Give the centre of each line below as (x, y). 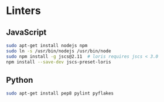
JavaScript (26, 32)
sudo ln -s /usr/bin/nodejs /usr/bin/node (59, 51)
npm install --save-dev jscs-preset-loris (59, 62)
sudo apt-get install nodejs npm (47, 45)
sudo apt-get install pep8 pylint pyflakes (60, 94)
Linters (23, 11)
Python (20, 80)
